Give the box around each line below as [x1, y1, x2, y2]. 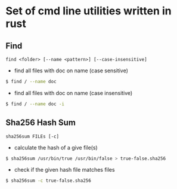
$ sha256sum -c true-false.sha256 [5, 178, 92, 184]
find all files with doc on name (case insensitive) [14, 89, 133, 96]
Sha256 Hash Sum [5, 118, 76, 128]
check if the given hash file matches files [14, 166, 115, 173]
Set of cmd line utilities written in [5, 4, 172, 18]
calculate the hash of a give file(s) [14, 144, 98, 151]
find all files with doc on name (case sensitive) [14, 67, 129, 74]
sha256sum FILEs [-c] [5, 133, 60, 139]
